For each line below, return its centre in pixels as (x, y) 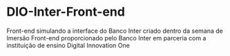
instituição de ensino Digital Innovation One (68, 45)
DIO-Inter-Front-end (66, 12)
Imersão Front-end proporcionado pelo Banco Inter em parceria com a (106, 38)
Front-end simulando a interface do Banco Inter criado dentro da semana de (115, 31)
